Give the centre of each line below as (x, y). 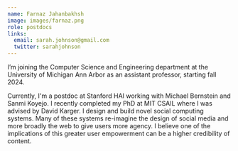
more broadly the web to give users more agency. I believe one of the (109, 126)
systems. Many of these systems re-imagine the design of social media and (118, 118)
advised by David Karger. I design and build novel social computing (106, 111)
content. (20, 141)
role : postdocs (30, 27)
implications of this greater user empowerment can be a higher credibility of (119, 133)
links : (17, 34)
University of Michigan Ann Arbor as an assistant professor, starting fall (112, 74)
